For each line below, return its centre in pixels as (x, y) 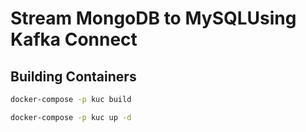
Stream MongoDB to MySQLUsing (153, 18)
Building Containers (73, 76)
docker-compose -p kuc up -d (71, 117)
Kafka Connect (74, 39)
